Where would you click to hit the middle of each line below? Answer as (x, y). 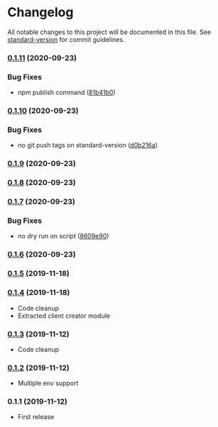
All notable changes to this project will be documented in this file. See (109, 32)
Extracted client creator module (64, 316)
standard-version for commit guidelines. (66, 39)
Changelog (40, 12)
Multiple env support (48, 383)
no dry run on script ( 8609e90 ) (63, 236)
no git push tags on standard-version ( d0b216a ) (88, 145)
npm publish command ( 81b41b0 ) (66, 92)
